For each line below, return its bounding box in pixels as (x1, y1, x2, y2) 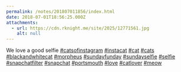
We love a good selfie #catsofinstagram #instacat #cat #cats (6, 47, 155, 54)
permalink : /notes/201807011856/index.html (6, 8, 115, 15)
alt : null (17, 31, 41, 37)
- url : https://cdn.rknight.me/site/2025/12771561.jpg (11, 25, 150, 31)
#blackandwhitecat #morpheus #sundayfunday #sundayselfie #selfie (6, 53, 176, 60)
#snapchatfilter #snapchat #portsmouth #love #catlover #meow (6, 60, 162, 67)
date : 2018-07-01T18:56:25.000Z (6, 14, 86, 20)
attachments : (6, 19, 38, 25)
